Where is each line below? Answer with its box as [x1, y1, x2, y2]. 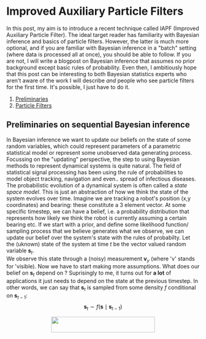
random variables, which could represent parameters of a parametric [6, 142, 181, 150]
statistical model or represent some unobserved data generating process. [6, 149, 193, 156]
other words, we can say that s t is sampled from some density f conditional [6, 284, 196, 292]
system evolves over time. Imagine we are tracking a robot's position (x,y [6, 195, 191, 202]
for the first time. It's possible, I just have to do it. [6, 83, 130, 90]
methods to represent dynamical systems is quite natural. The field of [6, 162, 182, 169]
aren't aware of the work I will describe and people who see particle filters [6, 77, 194, 84]
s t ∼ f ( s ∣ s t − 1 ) [83, 303, 123, 311]
